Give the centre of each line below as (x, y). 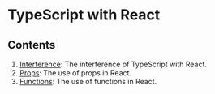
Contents (32, 45)
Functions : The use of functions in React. (88, 81)
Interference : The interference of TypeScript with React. (113, 64)
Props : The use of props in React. (75, 73)
